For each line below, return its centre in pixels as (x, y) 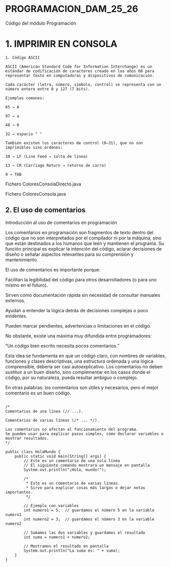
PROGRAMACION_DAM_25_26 (72, 9)
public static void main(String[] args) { (60, 456)
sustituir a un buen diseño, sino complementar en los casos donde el (78, 372)
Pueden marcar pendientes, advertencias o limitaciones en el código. (78, 326)
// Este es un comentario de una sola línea (72, 461)
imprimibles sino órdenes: (34, 147)
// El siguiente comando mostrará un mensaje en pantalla (87, 465)
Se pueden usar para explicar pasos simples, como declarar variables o (84, 434)
